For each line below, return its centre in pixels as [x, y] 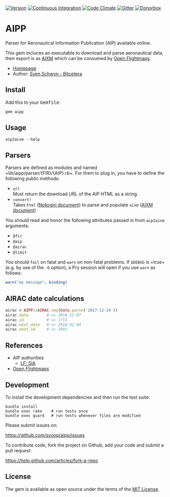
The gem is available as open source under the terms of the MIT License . [82, 489]
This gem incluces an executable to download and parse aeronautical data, [84, 53]
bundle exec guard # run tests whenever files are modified [73, 416]
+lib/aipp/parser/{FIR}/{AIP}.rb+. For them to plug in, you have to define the [85, 173]
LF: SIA [28, 363]
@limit [20, 253]
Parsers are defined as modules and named [51, 168]
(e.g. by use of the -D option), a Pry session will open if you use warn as [80, 268]
